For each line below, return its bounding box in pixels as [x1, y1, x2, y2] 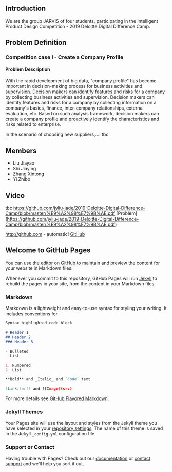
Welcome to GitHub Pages [5, 246, 91, 255]
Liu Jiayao [12, 160, 35, 166]
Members [5, 146, 37, 155]
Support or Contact [5, 444, 55, 451]
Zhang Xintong [12, 171, 45, 177]
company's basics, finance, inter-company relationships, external [5, 105, 144, 111]
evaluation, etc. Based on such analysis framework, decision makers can [5, 111, 159, 117]
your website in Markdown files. [5, 265, 73, 271]
